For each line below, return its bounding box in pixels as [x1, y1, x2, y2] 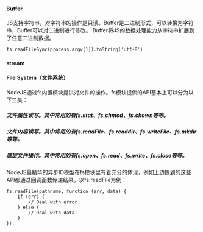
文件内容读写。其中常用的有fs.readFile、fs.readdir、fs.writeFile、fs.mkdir [6, 128, 197, 135]
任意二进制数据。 [11, 34, 55, 42]
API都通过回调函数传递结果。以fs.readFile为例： [6, 176, 127, 183]
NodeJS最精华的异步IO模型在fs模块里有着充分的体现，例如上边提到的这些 [6, 168, 192, 176]
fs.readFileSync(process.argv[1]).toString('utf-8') [6, 46, 143, 53]
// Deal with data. [28, 209, 78, 216]
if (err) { [17, 194, 45, 200]
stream [6, 59, 25, 66]
